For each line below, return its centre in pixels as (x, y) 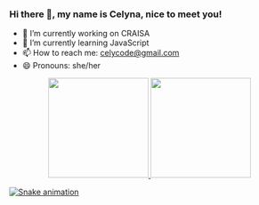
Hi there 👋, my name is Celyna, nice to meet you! (116, 14)
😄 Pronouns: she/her (61, 66)
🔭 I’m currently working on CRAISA (86, 34)
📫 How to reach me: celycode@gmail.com (101, 53)
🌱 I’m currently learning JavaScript (85, 43)
